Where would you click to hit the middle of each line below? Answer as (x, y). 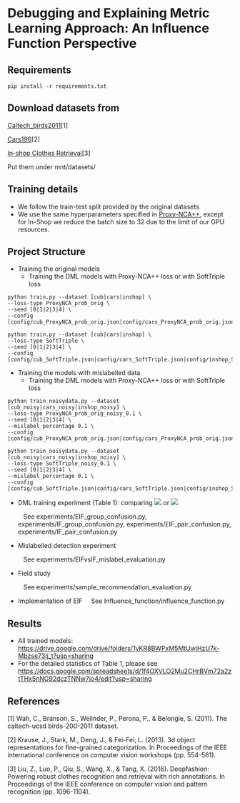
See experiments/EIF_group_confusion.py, (85, 517)
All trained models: (45, 641)
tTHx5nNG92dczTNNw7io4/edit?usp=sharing (85, 679)
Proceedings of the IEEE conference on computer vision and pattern (108, 784)
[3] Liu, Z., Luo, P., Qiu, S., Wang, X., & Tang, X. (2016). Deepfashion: (108, 769)
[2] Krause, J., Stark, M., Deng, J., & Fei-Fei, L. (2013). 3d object (101, 740)
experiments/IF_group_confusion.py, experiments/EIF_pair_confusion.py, (124, 524)
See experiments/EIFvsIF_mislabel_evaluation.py (94, 559)
